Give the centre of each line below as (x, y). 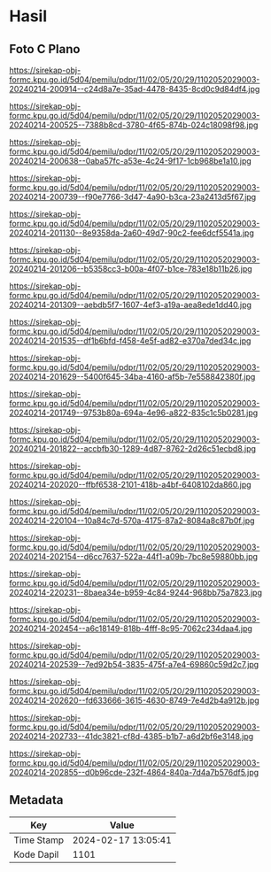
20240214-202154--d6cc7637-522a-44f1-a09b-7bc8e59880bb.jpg (134, 556)
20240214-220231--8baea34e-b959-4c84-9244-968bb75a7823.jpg (136, 592)
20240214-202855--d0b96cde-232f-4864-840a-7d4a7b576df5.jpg (134, 772)
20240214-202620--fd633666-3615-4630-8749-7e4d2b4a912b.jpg (134, 700)
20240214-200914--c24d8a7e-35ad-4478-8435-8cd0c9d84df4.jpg (135, 89)
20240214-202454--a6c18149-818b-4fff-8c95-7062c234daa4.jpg (131, 629)
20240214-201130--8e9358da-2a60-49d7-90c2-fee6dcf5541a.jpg (132, 233)
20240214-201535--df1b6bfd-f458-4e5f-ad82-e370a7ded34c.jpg (130, 341)
